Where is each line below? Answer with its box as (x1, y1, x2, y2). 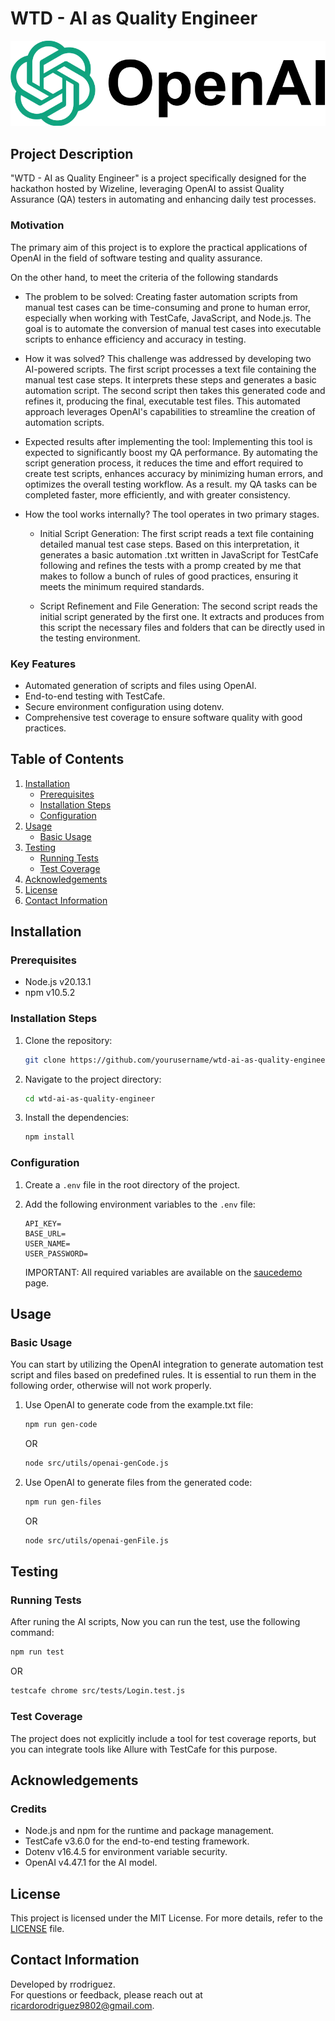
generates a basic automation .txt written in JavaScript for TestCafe (39, 548, 319, 561)
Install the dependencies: (24, 1112, 130, 1124)
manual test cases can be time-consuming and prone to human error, (24, 301, 311, 313)
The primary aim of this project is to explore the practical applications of (10, 241, 308, 253)
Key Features (10, 657, 77, 671)
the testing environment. (39, 632, 141, 644)
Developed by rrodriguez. (10, 1978, 116, 1990)
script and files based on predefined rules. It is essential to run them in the (10, 1369, 317, 1381)
